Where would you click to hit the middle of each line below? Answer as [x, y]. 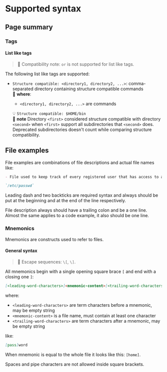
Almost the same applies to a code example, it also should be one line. [77, 216]
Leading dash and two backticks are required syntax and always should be [82, 195]
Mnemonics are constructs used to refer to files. [54, 239]
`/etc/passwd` [20, 186]
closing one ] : [19, 276]
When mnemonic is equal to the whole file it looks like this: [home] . [73, 355]
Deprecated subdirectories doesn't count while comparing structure [82, 129]
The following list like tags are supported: [47, 74]
